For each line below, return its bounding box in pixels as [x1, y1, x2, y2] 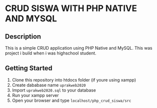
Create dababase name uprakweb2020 [12, 82, 86, 88]
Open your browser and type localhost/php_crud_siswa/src [12, 97, 131, 103]
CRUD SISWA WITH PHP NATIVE [5, 3, 137, 14]
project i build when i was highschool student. [5, 50, 97, 56]
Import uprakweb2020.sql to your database [12, 87, 96, 93]
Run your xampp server [12, 92, 59, 98]
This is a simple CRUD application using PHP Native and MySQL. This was [5, 45, 153, 51]
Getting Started [5, 64, 53, 72]
